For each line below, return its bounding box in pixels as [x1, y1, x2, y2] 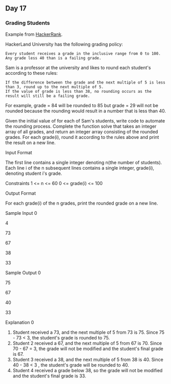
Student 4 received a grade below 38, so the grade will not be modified [12, 367, 163, 373]
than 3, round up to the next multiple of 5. [5, 84, 104, 89]
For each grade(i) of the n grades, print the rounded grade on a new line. [5, 200, 158, 206]
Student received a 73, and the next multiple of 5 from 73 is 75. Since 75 [12, 329, 165, 335]
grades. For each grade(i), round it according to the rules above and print [5, 134, 159, 140]
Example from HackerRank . [5, 31, 63, 37]
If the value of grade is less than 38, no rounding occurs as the [5, 89, 152, 94]
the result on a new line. [5, 139, 56, 146]
